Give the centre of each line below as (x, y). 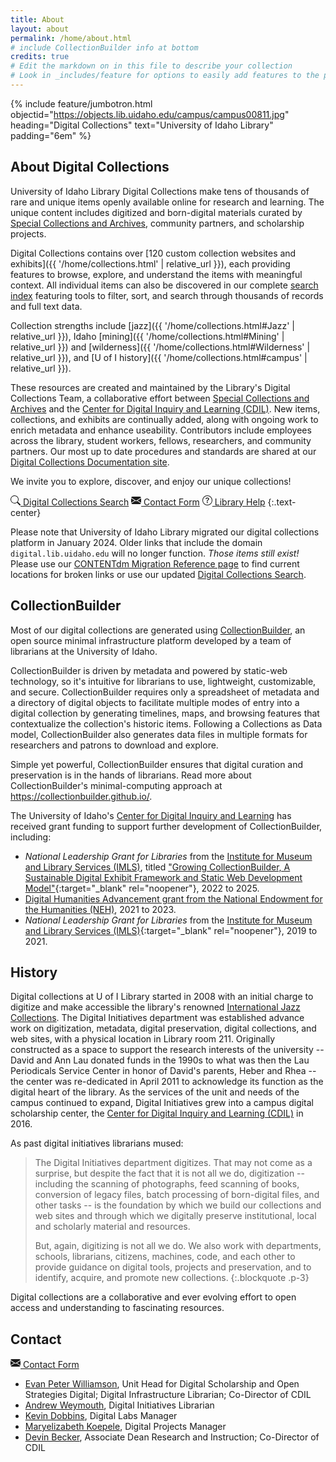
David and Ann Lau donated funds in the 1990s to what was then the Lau (160, 1060)
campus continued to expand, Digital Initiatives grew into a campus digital (162, 1103)
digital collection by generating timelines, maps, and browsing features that (165, 713)
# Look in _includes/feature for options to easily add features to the (165, 76)
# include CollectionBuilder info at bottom (104, 47)
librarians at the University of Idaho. (84, 651)
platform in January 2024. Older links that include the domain (136, 542)
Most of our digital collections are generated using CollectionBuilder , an (158, 630)
